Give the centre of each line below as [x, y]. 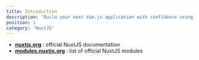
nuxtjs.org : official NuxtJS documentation [67, 45]
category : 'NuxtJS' [30, 28]
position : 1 [21, 22]
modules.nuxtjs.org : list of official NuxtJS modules [79, 51]
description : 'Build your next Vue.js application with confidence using [100, 17]
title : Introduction [32, 11]
